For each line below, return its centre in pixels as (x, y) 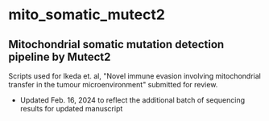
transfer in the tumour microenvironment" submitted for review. (113, 85)
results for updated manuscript (71, 109)
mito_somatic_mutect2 (87, 15)
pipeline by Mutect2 (60, 56)
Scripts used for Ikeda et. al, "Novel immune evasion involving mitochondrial (135, 76)
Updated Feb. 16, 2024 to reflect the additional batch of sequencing (132, 100)
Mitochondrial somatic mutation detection (116, 44)
